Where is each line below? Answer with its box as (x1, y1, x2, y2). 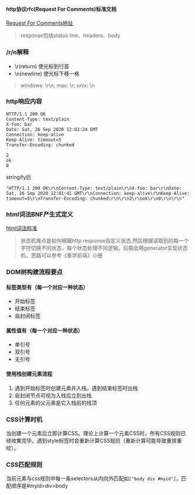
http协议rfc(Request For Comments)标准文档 (6, 5, 117, 12)
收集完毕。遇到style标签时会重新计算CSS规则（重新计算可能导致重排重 (11, 437, 182, 444)
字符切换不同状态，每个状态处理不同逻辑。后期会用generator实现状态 (20, 244, 189, 252)
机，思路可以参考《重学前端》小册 (20, 252, 103, 259)
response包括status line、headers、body (20, 32, 121, 39)
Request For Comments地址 (6, 19, 73, 26)
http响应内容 (6, 97, 42, 106)
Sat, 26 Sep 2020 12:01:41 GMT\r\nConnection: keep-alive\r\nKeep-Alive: (6, 190, 190, 196)
